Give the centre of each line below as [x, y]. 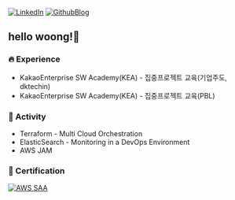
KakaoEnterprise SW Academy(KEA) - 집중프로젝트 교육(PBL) [117, 95]
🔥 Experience [34, 59]
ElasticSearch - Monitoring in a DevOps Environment [105, 142]
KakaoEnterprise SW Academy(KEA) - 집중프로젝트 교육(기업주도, [123, 77]
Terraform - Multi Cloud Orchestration [81, 133]
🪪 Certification [37, 171]
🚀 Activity [27, 117]
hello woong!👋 [44, 37]
